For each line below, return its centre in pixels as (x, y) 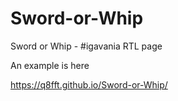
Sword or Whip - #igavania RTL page (86, 46)
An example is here (50, 65)
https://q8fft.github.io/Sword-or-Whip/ (89, 84)
